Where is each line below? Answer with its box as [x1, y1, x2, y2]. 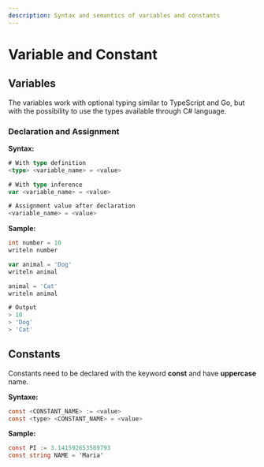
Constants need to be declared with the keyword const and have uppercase [8, 368, 257, 378]
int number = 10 [8, 239, 61, 247]
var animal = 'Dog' [8, 260, 73, 268]
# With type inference [8, 181, 83, 189]
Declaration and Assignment [8, 125, 120, 136]
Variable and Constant [8, 45, 158, 63]
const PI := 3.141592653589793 [8, 444, 111, 452]
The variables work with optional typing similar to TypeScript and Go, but [8, 98, 245, 107]
